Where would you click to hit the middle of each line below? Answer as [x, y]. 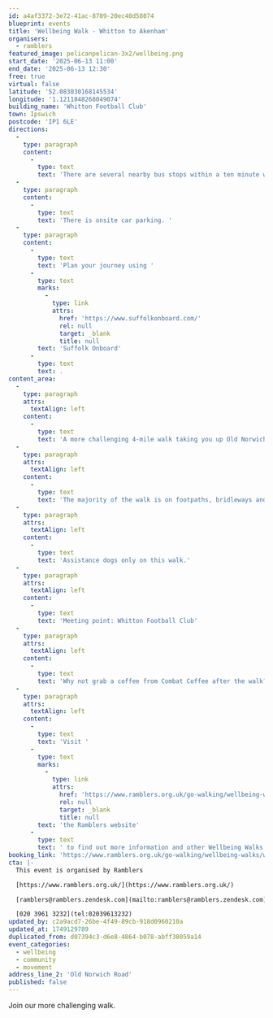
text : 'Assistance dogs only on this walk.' [114, 560]
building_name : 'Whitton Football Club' [78, 107]
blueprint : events [39, 24]
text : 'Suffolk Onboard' [80, 349]
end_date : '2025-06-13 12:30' [60, 69]
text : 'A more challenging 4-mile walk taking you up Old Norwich [152, 439]
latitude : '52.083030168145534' [63, 91]
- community [36, 959]
